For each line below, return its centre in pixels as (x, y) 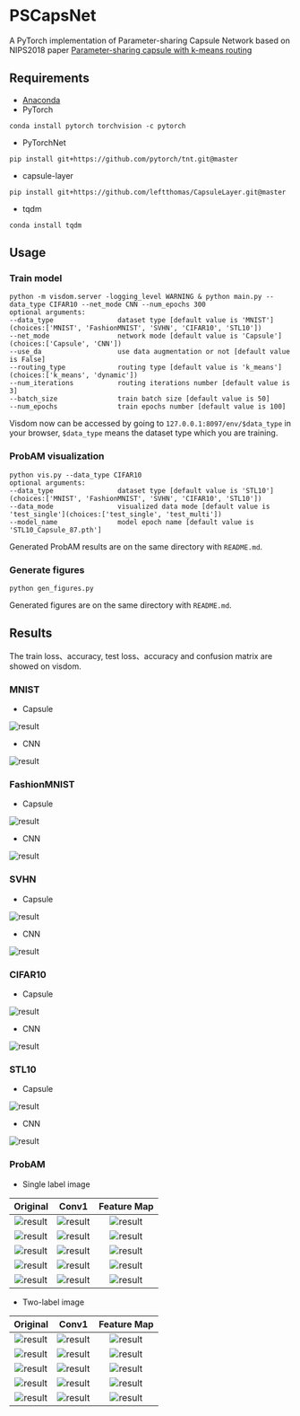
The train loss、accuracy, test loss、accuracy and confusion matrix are (141, 655)
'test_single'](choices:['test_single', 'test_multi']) (116, 514)
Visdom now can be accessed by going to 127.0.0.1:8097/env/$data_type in (150, 424)
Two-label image (53, 1302)
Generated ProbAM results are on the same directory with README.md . (136, 546)
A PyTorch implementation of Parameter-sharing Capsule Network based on (150, 40)
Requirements (49, 79)
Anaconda (41, 100)
